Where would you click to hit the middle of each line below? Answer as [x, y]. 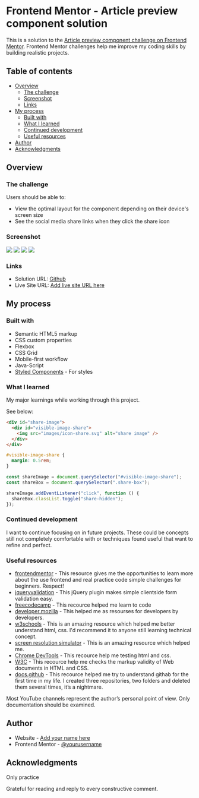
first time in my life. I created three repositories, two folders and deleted [102, 680]
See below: [20, 412]
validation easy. [34, 598]
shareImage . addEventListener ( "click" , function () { [73, 493]
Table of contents [39, 72]
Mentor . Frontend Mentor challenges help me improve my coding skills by [96, 46]
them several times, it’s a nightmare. [59, 687]
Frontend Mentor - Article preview [92, 11]
